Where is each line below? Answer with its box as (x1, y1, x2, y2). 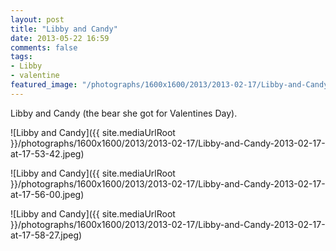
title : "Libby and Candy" (10, 24, 118, 34)
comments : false (10, 42, 78, 53)
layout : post (10, 14, 65, 25)
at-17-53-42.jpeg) (10, 147, 85, 160)
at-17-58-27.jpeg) (10, 229, 83, 241)
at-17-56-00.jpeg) (10, 188, 85, 200)
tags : (10, 52, 33, 62)
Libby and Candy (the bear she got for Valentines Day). (10, 107, 238, 119)
